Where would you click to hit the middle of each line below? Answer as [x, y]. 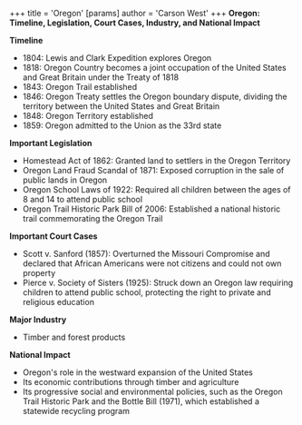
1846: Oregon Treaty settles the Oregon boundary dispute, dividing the [155, 96]
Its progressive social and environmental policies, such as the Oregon [152, 391]
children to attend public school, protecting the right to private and [146, 292]
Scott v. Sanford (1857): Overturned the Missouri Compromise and [146, 254]
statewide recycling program [76, 411]
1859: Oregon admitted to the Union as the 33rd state [122, 125]
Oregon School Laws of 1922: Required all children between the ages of [157, 189]
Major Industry [38, 320]
